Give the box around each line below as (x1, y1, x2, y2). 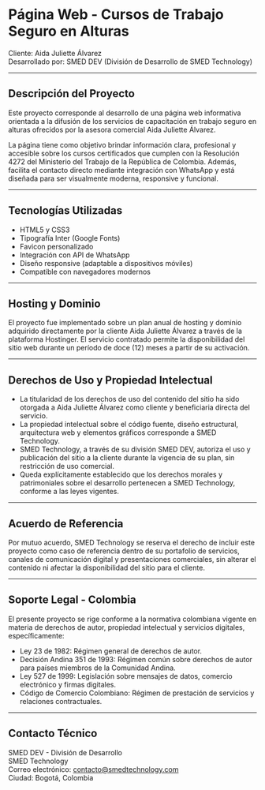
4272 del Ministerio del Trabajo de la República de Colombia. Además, (8, 156, 237, 167)
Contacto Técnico (8, 727, 98, 740)
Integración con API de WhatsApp (19, 250, 130, 260)
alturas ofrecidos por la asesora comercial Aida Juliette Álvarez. (8, 125, 216, 134)
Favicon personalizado (19, 241, 94, 251)
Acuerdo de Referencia (8, 517, 124, 530)
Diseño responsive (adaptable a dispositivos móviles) (19, 258, 193, 268)
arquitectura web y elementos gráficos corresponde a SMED (19, 428, 217, 437)
